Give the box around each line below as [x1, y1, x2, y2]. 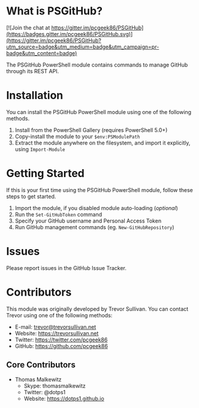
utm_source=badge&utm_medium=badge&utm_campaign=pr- [6, 43, 159, 50]
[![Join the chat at [6, 24, 50, 31]
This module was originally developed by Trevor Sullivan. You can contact [6, 305, 189, 313]
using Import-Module [14, 145, 65, 152]
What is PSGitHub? [6, 4, 103, 18]
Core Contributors [6, 360, 76, 370]
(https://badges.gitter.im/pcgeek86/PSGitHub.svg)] [6, 30, 133, 37]
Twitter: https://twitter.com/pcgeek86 [14, 336, 108, 343]
